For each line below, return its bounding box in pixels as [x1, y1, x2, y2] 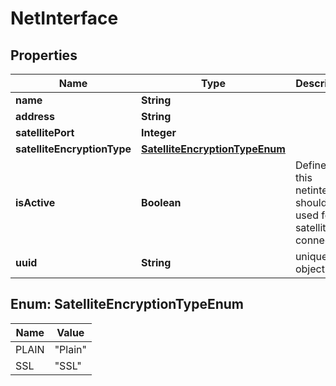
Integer [141, 126, 177, 139]
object [294, 262, 325, 276]
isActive [15, 196, 56, 209]
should [294, 196, 328, 209]
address [15, 110, 56, 123]
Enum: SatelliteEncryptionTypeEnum [10, 296, 245, 313]
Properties [10, 47, 78, 64]
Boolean [141, 196, 182, 209]
